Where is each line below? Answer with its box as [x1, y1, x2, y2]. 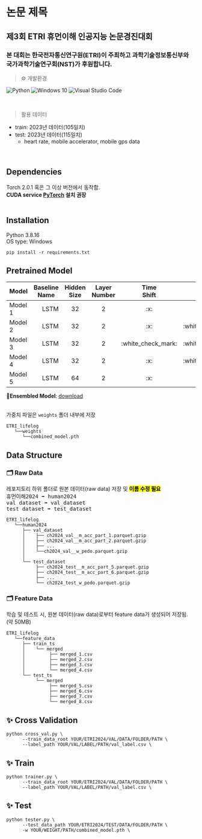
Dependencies [6, 167, 62, 177]
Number [91, 291, 116, 300]
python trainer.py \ [6, 773, 58, 779]
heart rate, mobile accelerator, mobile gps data [23, 138, 140, 145]
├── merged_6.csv [49, 688, 93, 695]
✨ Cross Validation [6, 715, 78, 725]
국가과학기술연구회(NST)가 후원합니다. [6, 60, 112, 68]
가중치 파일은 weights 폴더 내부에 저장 [6, 411, 96, 419]
